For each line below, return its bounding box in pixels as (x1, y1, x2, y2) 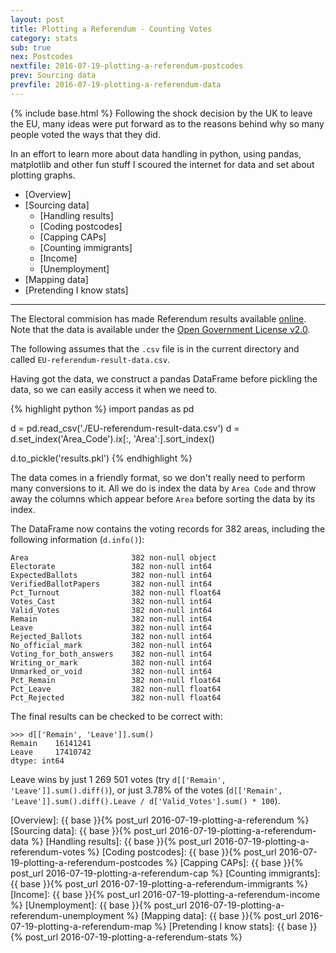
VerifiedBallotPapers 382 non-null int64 (10, 579, 213, 589)
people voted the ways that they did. (10, 128, 161, 140)
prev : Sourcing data (10, 71, 97, 81)
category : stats (10, 33, 78, 43)
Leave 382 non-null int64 (10, 622, 213, 633)
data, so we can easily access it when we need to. (10, 383, 218, 395)
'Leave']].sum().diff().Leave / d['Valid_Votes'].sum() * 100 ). (10, 794, 281, 806)
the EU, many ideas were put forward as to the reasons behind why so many (10, 117, 325, 130)
